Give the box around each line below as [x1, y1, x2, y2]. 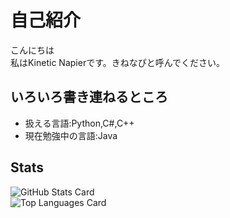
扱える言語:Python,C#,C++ [24, 117, 135, 129]
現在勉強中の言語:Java [24, 129, 118, 141]
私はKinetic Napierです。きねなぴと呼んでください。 [10, 56, 226, 68]
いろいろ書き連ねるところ [10, 89, 168, 106]
